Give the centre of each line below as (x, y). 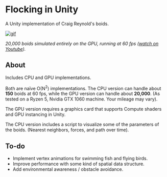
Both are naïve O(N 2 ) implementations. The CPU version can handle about (83, 88)
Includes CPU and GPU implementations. (48, 77)
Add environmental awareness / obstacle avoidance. (68, 169)
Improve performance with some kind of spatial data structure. (78, 164)
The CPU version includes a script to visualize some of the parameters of (82, 125)
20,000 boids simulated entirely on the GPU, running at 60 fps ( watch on (82, 43)
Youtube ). (16, 49)
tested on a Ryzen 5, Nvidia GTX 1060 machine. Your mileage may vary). (81, 99)
